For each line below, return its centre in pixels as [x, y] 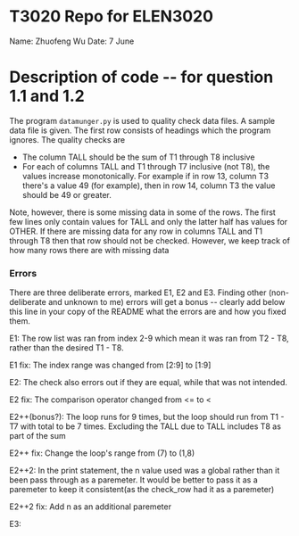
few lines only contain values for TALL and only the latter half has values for [149, 221]
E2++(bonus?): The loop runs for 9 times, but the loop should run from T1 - [147, 417]
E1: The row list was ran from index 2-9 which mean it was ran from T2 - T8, [149, 338]
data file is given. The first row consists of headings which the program [140, 130]
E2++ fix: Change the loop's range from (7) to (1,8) [102, 453]
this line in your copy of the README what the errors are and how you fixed [148, 312]
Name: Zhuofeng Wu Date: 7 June [72, 41]
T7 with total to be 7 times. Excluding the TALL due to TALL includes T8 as [145, 426]
